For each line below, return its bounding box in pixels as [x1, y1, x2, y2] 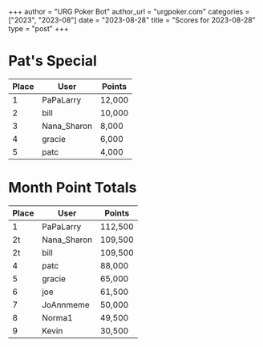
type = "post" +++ [8, 24, 70, 33]
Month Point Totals [8, 179, 137, 197]
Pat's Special [8, 52, 98, 71]
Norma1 [41, 312, 74, 323]
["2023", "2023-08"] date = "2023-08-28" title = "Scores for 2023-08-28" [8, 15, 257, 25]
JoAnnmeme [41, 299, 90, 310]
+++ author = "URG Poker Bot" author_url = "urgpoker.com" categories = [8, 7, 250, 16]
